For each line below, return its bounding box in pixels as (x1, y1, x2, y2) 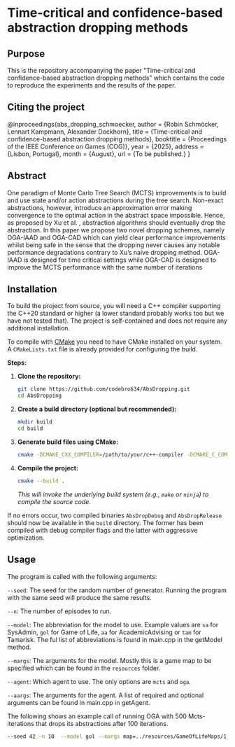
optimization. (7, 533, 45, 542)
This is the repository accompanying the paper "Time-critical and (7, 67, 196, 74)
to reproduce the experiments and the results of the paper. (7, 81, 176, 89)
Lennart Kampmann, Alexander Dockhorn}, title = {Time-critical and (7, 127, 203, 136)
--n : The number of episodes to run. (7, 607, 112, 615)
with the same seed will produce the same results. (7, 593, 152, 601)
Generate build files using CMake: (17, 438, 119, 446)
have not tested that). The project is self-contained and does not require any (7, 316, 227, 325)
